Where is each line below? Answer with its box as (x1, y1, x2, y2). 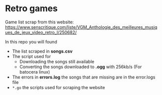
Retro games (5, 3, 58, 14)
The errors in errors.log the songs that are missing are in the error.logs (12, 74, 156, 80)
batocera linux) (19, 69, 50, 75)
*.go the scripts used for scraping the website (12, 84, 105, 90)
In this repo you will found (5, 38, 57, 44)
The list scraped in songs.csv (12, 48, 73, 54)
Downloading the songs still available (19, 58, 94, 64)
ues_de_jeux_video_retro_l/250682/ (5, 29, 77, 35)
